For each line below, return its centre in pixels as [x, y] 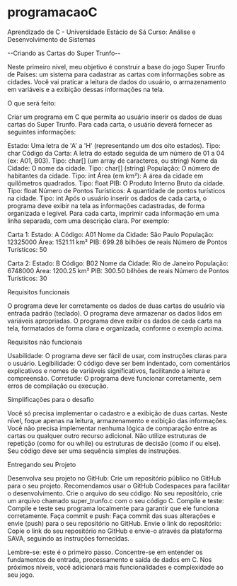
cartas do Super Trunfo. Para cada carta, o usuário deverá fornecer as [110, 124]
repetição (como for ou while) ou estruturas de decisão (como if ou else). [114, 443]
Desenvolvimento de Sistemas [51, 39]
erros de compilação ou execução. [58, 386]
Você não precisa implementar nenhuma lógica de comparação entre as [112, 428]
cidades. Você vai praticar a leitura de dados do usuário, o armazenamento [117, 81]
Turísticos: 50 [27, 249]
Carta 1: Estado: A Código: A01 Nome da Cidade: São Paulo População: [111, 234]
